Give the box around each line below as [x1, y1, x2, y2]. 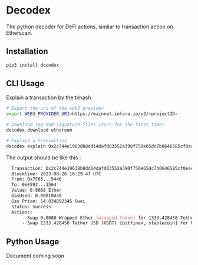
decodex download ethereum [6, 127, 72, 133]
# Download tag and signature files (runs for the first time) [6, 122, 165, 127]
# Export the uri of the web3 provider [6, 106, 104, 112]
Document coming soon [6, 252, 65, 260]
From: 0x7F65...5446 [11, 176, 62, 182]
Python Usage [6, 237, 60, 247]
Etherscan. [6, 29, 32, 36]
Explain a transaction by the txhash [6, 94, 91, 101]
